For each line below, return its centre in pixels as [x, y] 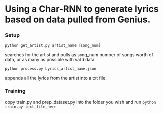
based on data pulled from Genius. [78, 20]
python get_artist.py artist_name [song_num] [53, 46]
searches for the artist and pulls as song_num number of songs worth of [79, 55]
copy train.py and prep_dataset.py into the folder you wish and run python [81, 102]
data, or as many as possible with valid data [50, 60]
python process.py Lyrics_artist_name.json [51, 69]
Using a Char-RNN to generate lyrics [82, 9]
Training [15, 91]
